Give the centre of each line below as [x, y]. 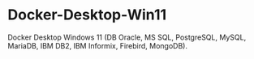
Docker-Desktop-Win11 [87, 15]
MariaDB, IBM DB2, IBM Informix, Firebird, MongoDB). [98, 45]
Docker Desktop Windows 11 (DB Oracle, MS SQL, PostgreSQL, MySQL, [127, 37]
